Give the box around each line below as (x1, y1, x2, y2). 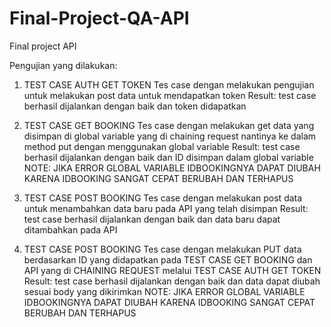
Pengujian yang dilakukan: (9, 59, 118, 71)
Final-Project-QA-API (9, 7, 190, 30)
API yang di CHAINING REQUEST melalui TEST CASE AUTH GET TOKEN (23, 264, 322, 276)
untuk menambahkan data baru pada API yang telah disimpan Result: (23, 202, 309, 214)
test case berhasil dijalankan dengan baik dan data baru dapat (23, 213, 281, 225)
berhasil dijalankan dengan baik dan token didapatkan (23, 100, 247, 112)
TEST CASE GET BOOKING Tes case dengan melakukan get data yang (23, 119, 315, 131)
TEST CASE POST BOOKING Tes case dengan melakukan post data (23, 192, 303, 204)
